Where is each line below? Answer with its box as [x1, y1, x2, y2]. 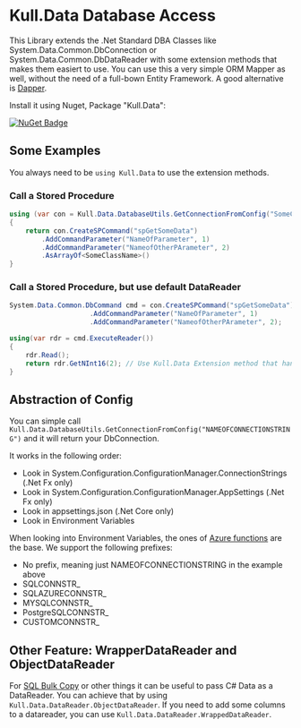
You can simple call [9, 415, 82, 426]
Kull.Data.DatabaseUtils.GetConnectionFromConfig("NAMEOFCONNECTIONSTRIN [9, 425, 291, 434]
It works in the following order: [9, 450, 123, 461]
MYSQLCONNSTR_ [21, 597, 93, 609]
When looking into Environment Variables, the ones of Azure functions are [9, 533, 282, 544]
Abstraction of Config [9, 391, 133, 407]
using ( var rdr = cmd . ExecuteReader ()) [9, 334, 154, 343]
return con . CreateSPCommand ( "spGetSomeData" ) [25, 226, 199, 236]
